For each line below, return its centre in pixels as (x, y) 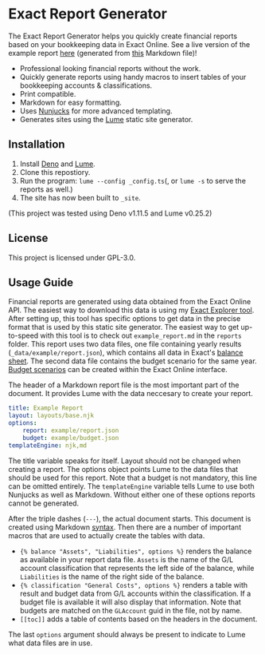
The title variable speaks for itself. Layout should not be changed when (125, 461)
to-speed (23, 335)
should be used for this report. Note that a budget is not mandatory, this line (132, 478)
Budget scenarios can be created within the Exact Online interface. (118, 370)
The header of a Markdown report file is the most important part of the (124, 385)
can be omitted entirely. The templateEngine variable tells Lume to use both (131, 486)
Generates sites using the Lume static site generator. (106, 119)
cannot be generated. (44, 503)
